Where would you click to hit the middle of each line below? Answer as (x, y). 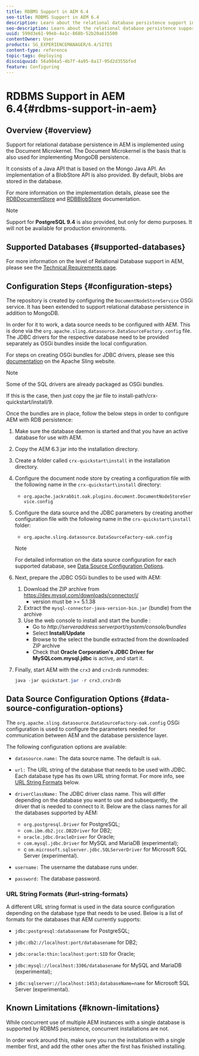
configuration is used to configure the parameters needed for (81, 729)
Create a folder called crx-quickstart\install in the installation (92, 460)
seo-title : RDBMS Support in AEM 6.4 (53, 17)
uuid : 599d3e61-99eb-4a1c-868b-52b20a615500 (62, 34)
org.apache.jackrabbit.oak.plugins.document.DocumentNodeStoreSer (107, 497)
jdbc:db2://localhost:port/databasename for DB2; (76, 942)
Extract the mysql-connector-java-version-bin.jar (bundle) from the (107, 608)
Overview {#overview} (49, 130)
